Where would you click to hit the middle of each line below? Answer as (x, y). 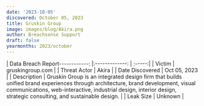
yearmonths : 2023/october (39, 47)
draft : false (23, 40)
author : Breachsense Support (43, 35)
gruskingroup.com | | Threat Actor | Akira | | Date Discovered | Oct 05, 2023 (102, 70)
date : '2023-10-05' (31, 12)
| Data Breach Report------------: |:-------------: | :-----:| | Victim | (90, 63)
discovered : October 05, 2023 (45, 18)
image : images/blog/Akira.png (45, 29)
